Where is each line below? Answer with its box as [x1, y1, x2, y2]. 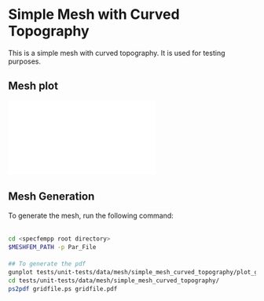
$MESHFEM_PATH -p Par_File [8, 244, 97, 251]
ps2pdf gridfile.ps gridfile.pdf [8, 284, 118, 292]
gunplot [8, 268, 34, 276]
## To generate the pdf [8, 260, 86, 268]
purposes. [8, 57, 42, 66]
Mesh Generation [8, 190, 95, 204]
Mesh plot [8, 79, 59, 93]
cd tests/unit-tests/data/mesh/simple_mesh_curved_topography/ [8, 277, 220, 284]
